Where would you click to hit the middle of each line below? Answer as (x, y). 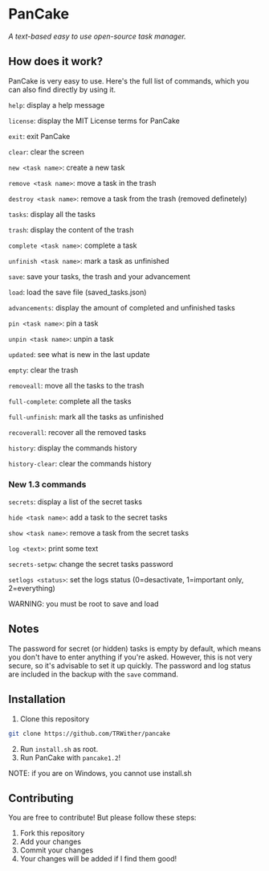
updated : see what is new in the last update (79, 354)
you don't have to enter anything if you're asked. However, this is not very (130, 657)
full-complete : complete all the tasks (70, 401)
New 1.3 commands (47, 484)
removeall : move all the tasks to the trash (76, 385)
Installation (37, 699)
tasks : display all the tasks (52, 214)
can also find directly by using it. (62, 89)
